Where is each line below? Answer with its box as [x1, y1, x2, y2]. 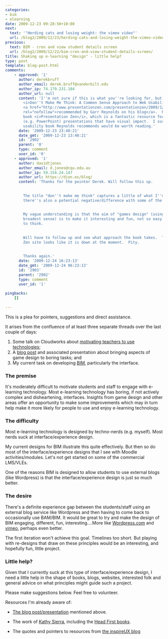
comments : [5, 68, 26, 73]
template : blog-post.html [5, 63, 59, 68]
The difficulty [5, 417, 39, 424]
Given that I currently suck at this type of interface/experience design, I [5, 569, 152, 575]
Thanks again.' [23, 253, 55, 259]
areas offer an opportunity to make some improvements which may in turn [5, 399, 158, 405]
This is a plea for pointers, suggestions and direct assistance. [5, 313, 131, 320]
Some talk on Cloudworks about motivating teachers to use [12, 338, 135, 344]
